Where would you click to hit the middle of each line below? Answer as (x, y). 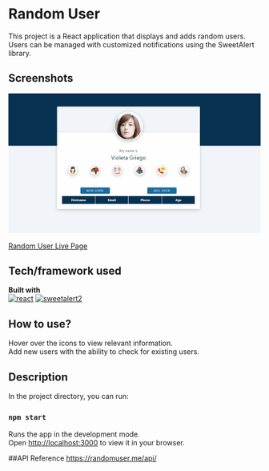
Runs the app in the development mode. (74, 434)
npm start (27, 417)
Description (38, 377)
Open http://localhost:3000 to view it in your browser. (97, 443)
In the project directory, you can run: (68, 397)
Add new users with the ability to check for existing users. (104, 352)
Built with (24, 290)
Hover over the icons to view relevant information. (91, 343)
